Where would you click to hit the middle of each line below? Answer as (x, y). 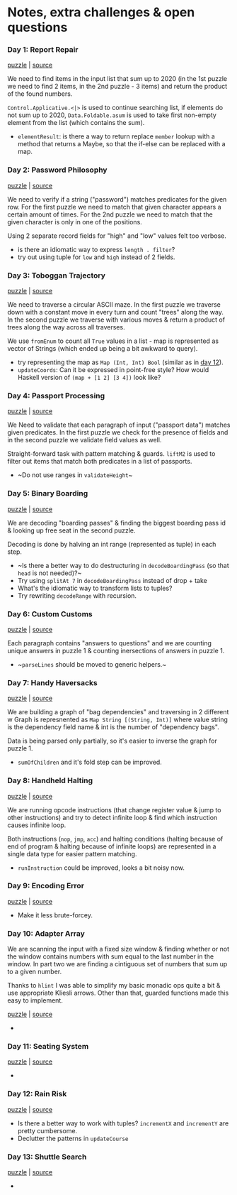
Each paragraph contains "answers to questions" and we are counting (110, 643)
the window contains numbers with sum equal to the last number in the (111, 956)
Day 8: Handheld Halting (50, 780)
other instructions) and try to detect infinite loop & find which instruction (112, 817)
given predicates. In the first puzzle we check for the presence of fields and (118, 432)
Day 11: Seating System (48, 1047)
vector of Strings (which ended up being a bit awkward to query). (103, 349)
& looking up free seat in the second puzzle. (71, 530)
